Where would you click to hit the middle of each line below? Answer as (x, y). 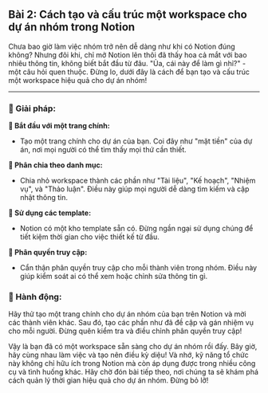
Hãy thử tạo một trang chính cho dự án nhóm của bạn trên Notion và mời (127, 314)
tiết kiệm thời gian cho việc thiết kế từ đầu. (89, 237)
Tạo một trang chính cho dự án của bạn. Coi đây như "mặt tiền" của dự (136, 141)
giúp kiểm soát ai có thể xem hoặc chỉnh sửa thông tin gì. (114, 277)
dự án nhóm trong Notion (72, 28)
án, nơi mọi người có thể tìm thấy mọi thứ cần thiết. (103, 150)
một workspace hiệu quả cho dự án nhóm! (78, 80)
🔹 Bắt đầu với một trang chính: (59, 126)
